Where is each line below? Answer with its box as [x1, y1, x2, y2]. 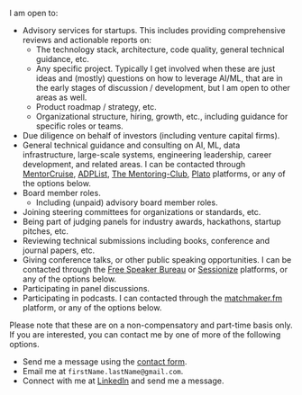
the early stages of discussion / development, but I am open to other [35, 83, 291, 93]
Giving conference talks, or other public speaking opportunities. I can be [22, 255, 292, 265]
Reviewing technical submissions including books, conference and [22, 236, 270, 246]
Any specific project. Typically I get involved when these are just [35, 63, 276, 74]
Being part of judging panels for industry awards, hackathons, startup [22, 216, 281, 227]
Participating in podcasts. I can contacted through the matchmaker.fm [22, 292, 283, 303]
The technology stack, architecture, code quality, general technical [35, 44, 285, 55]
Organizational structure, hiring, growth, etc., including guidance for [35, 112, 288, 121]
